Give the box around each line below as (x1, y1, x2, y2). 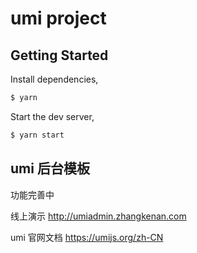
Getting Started (10, 47, 109, 64)
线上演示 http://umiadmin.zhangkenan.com (10, 210, 187, 222)
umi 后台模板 (10, 160, 90, 177)
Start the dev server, (10, 110, 95, 122)
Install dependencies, (10, 73, 99, 85)
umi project (10, 7, 107, 30)
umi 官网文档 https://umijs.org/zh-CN (10, 231, 164, 243)
